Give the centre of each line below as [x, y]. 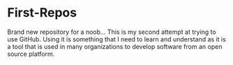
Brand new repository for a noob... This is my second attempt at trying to [112, 32]
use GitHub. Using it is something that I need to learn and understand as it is [117, 39]
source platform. [31, 54]
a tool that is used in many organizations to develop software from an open [115, 46]
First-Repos [42, 13]
